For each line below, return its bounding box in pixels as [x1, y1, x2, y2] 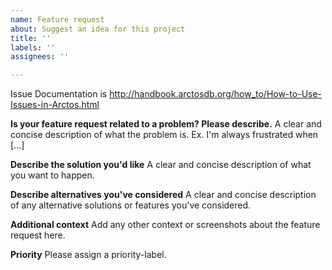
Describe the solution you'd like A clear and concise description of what [10, 159, 312, 171]
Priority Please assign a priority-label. [10, 249, 167, 261]
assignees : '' [10, 52, 70, 62]
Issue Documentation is [10, 88, 108, 100]
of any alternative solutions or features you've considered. [10, 199, 252, 211]
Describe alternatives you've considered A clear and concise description [10, 189, 317, 201]
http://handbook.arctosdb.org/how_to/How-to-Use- [109, 88, 323, 100]
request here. [10, 229, 66, 241]
